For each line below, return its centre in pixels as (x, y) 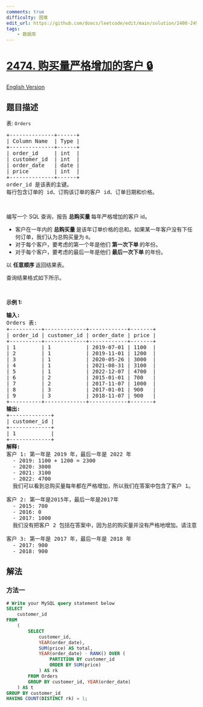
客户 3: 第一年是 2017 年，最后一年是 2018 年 (69, 539)
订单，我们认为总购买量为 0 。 (57, 237)
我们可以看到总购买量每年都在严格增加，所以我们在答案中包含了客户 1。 (103, 486)
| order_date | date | (43, 165)
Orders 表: (22, 323)
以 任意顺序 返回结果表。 (37, 265)
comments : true (25, 12)
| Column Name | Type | (43, 141)
